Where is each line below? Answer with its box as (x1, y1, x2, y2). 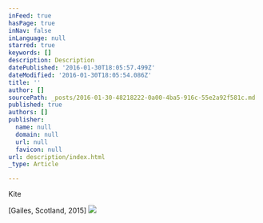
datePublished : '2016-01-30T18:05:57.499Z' (8, 64, 156, 72)
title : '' (8, 78, 42, 86)
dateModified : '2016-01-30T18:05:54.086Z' (8, 71, 152, 79)
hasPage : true (8, 19, 56, 27)
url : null (15, 137, 48, 146)
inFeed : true (8, 11, 52, 20)
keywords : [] (8, 49, 52, 57)
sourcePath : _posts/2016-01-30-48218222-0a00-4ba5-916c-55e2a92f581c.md (8, 94, 256, 102)
